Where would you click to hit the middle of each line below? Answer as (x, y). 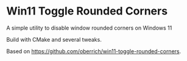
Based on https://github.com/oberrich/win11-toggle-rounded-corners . (94, 51)
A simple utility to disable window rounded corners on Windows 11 (89, 28)
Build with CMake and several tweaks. (54, 39)
